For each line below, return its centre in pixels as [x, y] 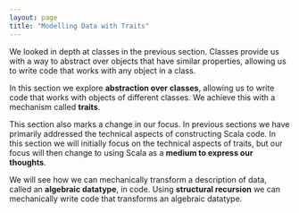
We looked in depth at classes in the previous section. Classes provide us [144, 51]
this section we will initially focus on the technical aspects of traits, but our [146, 143]
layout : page [33, 17]
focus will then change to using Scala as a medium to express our [131, 152]
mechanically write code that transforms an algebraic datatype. [126, 199]
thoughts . [28, 162]
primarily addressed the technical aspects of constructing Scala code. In [143, 133]
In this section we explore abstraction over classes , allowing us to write [142, 88]
